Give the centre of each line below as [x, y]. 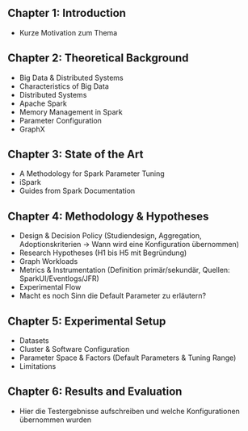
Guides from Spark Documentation [77, 191]
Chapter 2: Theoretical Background [98, 59]
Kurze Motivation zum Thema [68, 32]
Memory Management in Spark [71, 111]
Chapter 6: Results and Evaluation [95, 392]
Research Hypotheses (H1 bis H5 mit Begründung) [103, 253]
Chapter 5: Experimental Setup [87, 321]
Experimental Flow [50, 287]
